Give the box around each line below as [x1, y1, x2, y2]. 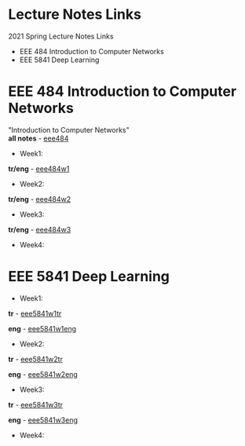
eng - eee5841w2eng [8, 369, 79, 378]
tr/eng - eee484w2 [8, 194, 71, 203]
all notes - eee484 [8, 133, 69, 143]
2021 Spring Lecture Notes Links [8, 31, 114, 41]
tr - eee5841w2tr [8, 354, 63, 364]
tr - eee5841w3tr [8, 400, 64, 409]
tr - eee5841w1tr [8, 309, 62, 318]
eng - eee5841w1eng [8, 324, 77, 333]
